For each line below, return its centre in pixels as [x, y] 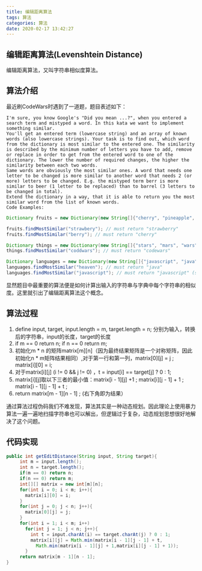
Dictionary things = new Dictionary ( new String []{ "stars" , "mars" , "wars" [102, 245]
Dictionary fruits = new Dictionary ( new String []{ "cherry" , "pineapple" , [101, 218]
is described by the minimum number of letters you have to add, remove [99, 149]
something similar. [31, 128]
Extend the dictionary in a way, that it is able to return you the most [101, 197]
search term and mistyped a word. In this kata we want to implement [95, 123]
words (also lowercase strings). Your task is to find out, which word [98, 139]
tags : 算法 [19, 17]
